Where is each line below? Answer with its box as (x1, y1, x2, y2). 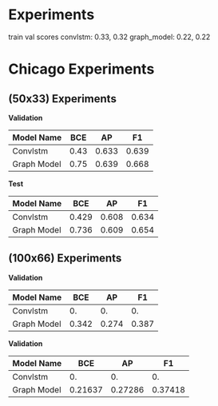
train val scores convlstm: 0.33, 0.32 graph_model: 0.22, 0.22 (8, 32, 211, 42)
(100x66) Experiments (8, 252, 122, 265)
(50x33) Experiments (8, 92, 117, 105)
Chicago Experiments (8, 60, 155, 78)
